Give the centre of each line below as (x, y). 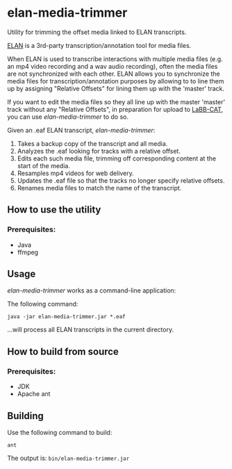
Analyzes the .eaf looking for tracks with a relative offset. (99, 151)
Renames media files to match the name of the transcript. (99, 188)
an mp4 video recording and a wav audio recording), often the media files (113, 66)
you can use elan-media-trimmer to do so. (68, 117)
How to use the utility (54, 210)
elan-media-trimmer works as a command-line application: (92, 290)
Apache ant (34, 394)
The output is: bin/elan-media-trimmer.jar (68, 458)
